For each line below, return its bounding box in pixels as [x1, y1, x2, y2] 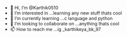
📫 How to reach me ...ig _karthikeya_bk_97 [10, 26, 101, 32]
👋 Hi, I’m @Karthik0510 [10, 5, 59, 10]
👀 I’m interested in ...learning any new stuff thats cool [10, 10, 122, 16]
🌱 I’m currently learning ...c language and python [10, 15, 113, 21]
